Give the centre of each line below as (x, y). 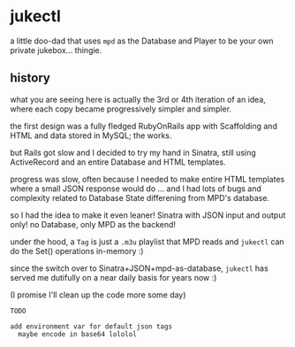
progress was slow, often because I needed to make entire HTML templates (147, 179)
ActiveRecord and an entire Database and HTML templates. (118, 162)
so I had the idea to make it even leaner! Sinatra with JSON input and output (148, 215)
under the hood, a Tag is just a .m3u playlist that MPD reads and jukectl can (147, 242)
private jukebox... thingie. (56, 50)
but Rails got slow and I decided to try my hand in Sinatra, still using (133, 152)
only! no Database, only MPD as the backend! (93, 224)
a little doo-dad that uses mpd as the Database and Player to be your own (142, 41)
